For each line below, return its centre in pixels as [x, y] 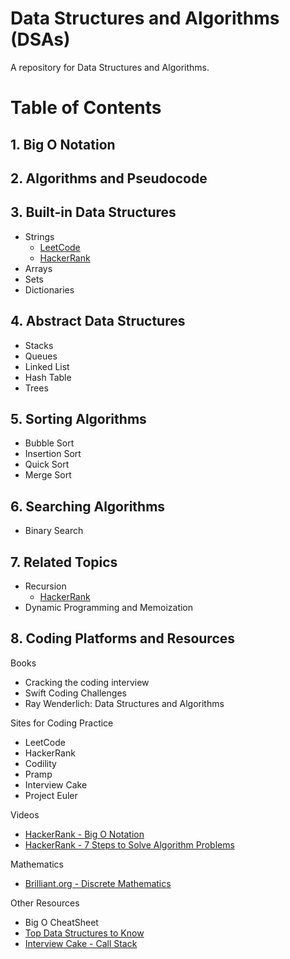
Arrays [38, 268]
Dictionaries [49, 289]
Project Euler [51, 795]
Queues [41, 356]
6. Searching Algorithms [88, 506]
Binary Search [54, 531]
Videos [25, 814]
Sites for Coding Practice [62, 723]
